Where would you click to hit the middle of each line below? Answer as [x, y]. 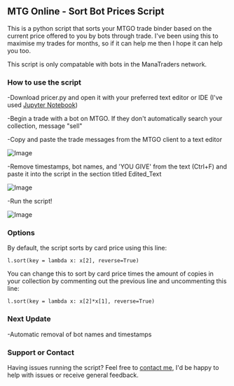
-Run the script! [30, 201]
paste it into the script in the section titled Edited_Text [84, 174]
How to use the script [44, 82]
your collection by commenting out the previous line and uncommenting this [117, 281]
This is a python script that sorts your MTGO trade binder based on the [110, 28]
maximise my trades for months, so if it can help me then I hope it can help [115, 43]
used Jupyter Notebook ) [43, 105]
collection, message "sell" [45, 126]
